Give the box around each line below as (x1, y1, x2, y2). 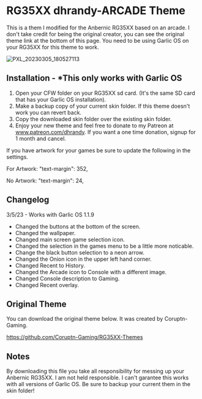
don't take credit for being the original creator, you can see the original (6, 30, 185, 37)
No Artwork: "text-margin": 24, (6, 177, 84, 184)
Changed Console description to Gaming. (15, 275, 120, 282)
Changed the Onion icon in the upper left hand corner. (15, 255, 152, 263)
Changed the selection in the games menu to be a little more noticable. (15, 242, 194, 250)
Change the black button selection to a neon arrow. (15, 248, 145, 256)
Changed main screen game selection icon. (15, 236, 125, 243)
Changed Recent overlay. (15, 281, 80, 288)
